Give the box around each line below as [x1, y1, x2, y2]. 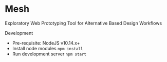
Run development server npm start [12, 51, 87, 57]
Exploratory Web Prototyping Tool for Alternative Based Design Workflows [5, 20, 162, 26]
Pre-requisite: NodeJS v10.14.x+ [12, 39, 80, 46]
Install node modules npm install [12, 45, 83, 51]
